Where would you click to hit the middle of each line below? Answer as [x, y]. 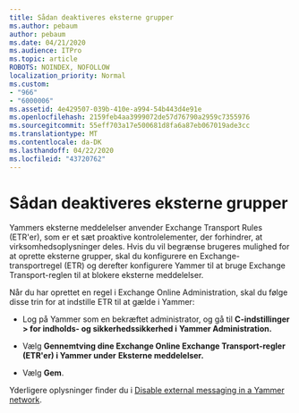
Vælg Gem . [43, 373]
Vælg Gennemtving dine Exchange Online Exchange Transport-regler [154, 346]
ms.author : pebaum [43, 26]
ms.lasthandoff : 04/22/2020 [62, 150]
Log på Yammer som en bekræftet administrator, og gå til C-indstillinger [156, 319]
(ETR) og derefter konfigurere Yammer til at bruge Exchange [175, 265]
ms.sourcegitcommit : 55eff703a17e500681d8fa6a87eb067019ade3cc [130, 126]
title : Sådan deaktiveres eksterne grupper [92, 17]
